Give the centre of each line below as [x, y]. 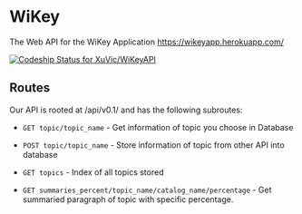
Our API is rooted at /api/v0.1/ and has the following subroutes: [126, 110]
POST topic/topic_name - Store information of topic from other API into [153, 145]
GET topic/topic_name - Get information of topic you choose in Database [158, 127]
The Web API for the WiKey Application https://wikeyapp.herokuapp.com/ [146, 42]
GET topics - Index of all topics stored [93, 172]
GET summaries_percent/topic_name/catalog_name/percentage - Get [147, 190]
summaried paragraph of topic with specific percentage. [128, 199]
